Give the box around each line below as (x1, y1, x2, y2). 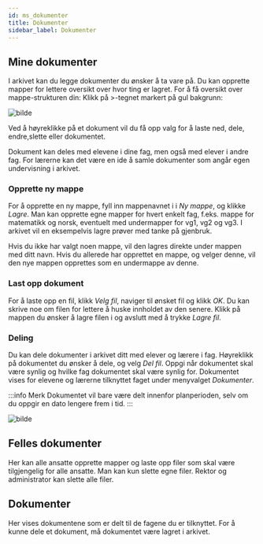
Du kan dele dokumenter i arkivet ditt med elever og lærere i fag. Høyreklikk (8, 350, 254, 360)
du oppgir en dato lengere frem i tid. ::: (8, 399, 134, 409)
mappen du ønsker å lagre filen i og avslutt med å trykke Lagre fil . (8, 313, 222, 322)
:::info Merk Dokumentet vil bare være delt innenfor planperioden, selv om (8, 390, 249, 400)
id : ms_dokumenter (8, 11, 69, 20)
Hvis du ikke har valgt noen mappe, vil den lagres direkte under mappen (8, 242, 242, 251)
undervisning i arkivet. (8, 164, 81, 173)
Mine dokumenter (8, 55, 98, 68)
